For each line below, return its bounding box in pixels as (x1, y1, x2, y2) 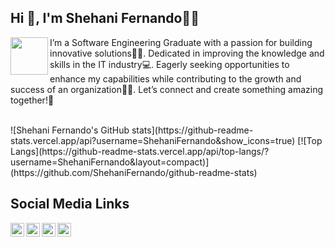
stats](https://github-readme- (131, 124, 254, 136)
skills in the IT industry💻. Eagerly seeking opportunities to (49, 58, 290, 70)
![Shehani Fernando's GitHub (10, 124, 130, 136)
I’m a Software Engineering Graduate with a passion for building (49, 36, 313, 48)
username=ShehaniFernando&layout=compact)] (10, 156, 210, 168)
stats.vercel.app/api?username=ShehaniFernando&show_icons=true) (10, 134, 296, 146)
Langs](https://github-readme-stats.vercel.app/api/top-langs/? (10, 145, 270, 157)
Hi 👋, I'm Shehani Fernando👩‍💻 (10, 10, 200, 27)
